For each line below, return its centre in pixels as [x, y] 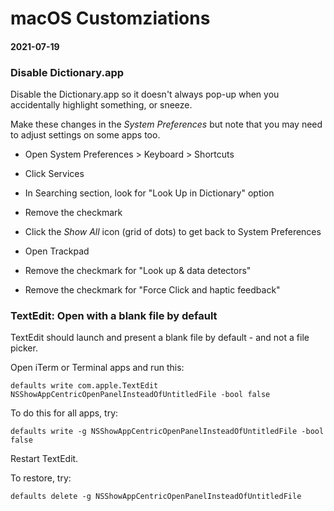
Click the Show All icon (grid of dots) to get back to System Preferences [173, 232]
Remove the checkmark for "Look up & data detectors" [138, 271]
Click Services [54, 174]
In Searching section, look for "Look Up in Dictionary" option [149, 193]
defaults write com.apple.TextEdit [84, 386]
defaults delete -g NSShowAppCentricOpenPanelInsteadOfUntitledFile [156, 497]
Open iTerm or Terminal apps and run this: [97, 368]
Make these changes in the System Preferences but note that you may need [166, 124]
